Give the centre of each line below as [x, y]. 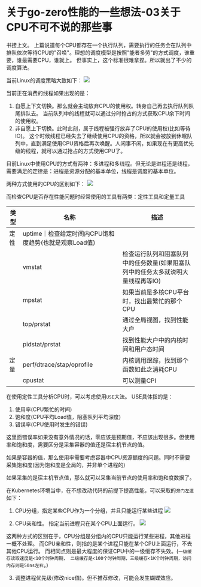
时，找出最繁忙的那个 [152, 301]
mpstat [33, 300]
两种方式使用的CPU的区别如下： [46, 184]
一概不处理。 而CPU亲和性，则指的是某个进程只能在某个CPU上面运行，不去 [99, 543]
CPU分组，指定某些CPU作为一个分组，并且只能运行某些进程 [89, 510]
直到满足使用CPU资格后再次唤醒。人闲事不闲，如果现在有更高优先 [112, 143]
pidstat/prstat [42, 344]
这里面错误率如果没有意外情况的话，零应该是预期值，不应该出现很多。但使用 [100, 437]
